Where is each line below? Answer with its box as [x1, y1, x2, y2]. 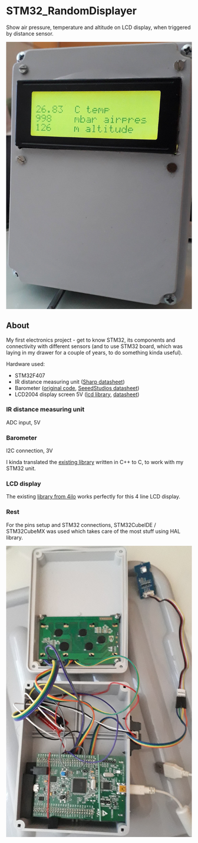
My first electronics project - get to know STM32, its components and [6, 336, 176, 343]
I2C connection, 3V [6, 447, 53, 454]
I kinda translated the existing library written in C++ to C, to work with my [6, 459, 184, 466]
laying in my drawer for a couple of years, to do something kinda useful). [6, 349, 183, 356]
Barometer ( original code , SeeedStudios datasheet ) [14, 384, 140, 391]
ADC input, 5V [6, 419, 41, 426]
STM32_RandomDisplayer [6, 4, 137, 18]
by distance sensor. [6, 30, 54, 37]
